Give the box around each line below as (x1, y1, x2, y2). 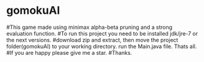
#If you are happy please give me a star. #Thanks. (6, 49, 133, 56)
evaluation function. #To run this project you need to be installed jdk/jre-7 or (6, 29, 199, 37)
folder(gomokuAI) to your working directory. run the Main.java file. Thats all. (6, 43, 197, 50)
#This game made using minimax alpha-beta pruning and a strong (6, 23, 173, 31)
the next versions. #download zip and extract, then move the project (6, 36, 178, 43)
